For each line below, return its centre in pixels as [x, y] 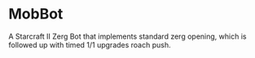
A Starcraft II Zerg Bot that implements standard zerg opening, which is [127, 36]
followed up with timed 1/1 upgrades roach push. [90, 44]
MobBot [36, 14]
